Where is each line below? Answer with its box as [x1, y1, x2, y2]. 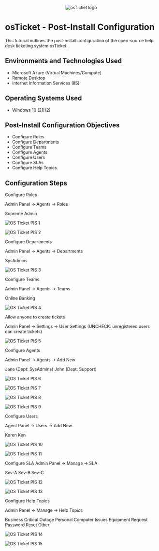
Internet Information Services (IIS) [12, 80, 80, 86]
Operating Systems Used [5, 94, 82, 102]
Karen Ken [5, 432, 26, 438]
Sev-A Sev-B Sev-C [5, 470, 44, 476]
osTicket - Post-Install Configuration [5, 22, 155, 33]
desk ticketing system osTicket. [5, 43, 68, 49]
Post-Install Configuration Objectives [5, 121, 120, 129]
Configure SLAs [12, 160, 44, 166]
